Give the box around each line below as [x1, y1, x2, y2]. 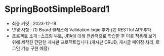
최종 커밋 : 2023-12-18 [11, 20, 57, 26]
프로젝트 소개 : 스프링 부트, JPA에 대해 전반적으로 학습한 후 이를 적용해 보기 [11, 33, 157, 39]
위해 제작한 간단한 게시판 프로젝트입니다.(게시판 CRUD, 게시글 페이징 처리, [11, 39, 155, 45]
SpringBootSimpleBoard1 [4, 3, 110, 15]
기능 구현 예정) [21, 45, 49, 51]
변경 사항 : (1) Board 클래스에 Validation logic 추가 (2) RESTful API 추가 [11, 26, 152, 33]
